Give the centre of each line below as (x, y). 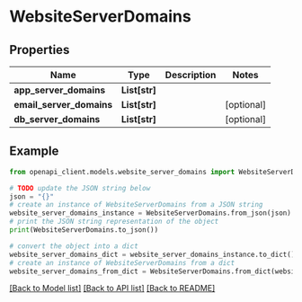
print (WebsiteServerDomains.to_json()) (84, 230)
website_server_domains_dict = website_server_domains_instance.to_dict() (152, 254)
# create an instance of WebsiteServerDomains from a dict (122, 262)
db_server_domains (57, 119)
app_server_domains (60, 90)
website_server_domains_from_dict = (78, 271)
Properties (40, 50)
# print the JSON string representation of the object (114, 222)
